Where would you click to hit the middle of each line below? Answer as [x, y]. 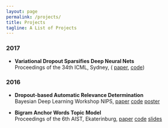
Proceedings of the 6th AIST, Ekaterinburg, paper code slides [88, 119]
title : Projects [26, 22]
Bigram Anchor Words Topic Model [58, 112]
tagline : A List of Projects [41, 28]
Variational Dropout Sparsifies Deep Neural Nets [74, 61]
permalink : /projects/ [34, 17]
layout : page [22, 11]
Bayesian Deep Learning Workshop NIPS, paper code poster [87, 101]
